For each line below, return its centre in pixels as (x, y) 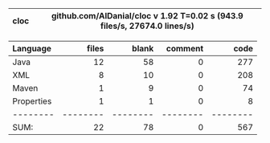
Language (32, 49)
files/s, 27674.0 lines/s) (147, 26)
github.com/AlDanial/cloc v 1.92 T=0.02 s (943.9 (147, 16)
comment (184, 49)
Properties (32, 101)
